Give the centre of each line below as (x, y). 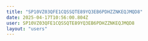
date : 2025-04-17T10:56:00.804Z (47, 17)
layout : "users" (27, 29)
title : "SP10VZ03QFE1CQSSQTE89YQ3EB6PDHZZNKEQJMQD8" (75, 12)
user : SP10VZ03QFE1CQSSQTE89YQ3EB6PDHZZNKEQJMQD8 (71, 23)
